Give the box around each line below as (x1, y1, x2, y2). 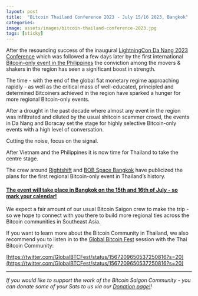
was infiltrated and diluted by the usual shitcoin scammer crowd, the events (6, 113, 190, 121)
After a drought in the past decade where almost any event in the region (6, 107, 181, 114)
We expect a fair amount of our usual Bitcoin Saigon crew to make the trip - (6, 206, 189, 213)
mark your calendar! (6, 192, 57, 199)
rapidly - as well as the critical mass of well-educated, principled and (6, 83, 174, 90)
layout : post (6, 8, 38, 15)
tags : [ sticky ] (6, 31, 44, 37)
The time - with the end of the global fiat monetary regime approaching (6, 77, 179, 84)
